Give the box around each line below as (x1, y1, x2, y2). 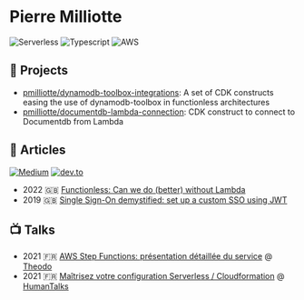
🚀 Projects (9, 63, 69, 78)
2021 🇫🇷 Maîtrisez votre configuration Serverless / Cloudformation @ (22, 271, 285, 282)
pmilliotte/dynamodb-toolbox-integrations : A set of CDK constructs (22, 86, 274, 97)
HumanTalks (22, 281, 70, 292)
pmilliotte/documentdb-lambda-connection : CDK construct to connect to (22, 106, 296, 117)
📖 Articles (9, 143, 66, 158)
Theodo (22, 261, 53, 272)
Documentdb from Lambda (22, 115, 124, 126)
